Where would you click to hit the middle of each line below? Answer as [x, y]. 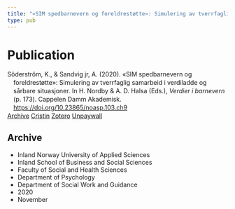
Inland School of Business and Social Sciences [85, 162]
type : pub [22, 20]
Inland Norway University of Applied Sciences [84, 154]
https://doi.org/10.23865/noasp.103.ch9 [71, 107]
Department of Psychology [56, 177]
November [33, 199]
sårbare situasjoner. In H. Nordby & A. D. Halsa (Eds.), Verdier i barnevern [119, 91]
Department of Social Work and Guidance [77, 184]
